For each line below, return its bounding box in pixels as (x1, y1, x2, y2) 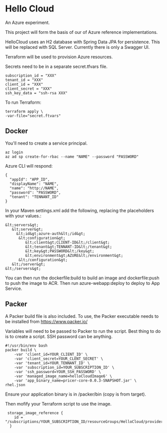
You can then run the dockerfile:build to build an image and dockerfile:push (5, 275, 160, 281)
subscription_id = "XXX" (5, 73, 57, 78)
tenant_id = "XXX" (5, 77, 43, 82)
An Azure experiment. (5, 19, 50, 25)
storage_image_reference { (7, 410, 64, 416)
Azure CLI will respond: (5, 163, 53, 169)
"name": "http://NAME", (9, 186, 59, 191)
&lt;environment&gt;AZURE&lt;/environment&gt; (25, 253, 123, 258)
